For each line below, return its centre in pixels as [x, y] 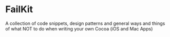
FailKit [19, 9]
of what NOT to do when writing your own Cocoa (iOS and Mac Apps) [79, 28]
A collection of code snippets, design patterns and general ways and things [85, 23]
